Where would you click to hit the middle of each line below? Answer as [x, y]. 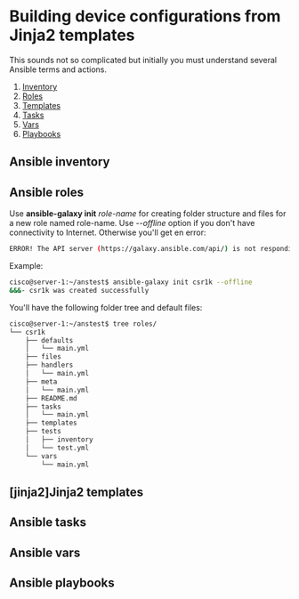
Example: [26, 266]
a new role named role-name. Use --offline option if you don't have [132, 223]
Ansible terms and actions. [58, 69]
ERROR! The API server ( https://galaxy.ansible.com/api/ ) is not [133, 249]
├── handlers [49, 365]
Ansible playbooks [62, 583]
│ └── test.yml [57, 448]
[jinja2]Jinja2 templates [77, 492]
